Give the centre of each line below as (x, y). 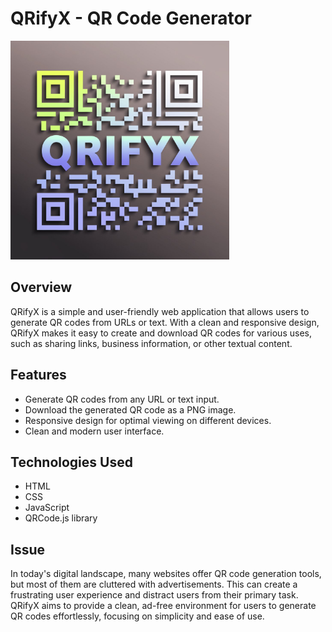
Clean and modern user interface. (94, 431)
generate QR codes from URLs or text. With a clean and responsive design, (165, 322)
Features (38, 375)
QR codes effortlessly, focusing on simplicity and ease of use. (137, 616)
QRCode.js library (61, 518)
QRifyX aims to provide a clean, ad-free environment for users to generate (163, 606)
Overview (41, 287)
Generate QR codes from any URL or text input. (122, 399)
